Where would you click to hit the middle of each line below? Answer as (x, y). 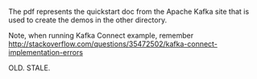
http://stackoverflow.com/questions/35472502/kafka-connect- (113, 44)
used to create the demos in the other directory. (88, 20)
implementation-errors (46, 52)
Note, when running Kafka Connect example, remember (101, 36)
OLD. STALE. (29, 68)
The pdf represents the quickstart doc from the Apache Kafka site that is (129, 12)
